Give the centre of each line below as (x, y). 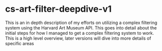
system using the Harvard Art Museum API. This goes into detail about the (81, 27)
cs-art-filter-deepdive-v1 (58, 9)
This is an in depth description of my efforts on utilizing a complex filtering (81, 23)
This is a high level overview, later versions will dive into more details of (78, 38)
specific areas (20, 43)
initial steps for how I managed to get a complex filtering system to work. (80, 33)
